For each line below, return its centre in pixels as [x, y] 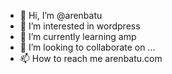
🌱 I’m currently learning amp [78, 36]
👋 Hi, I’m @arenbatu [61, 15]
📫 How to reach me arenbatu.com [91, 58]
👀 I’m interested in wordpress [80, 26]
